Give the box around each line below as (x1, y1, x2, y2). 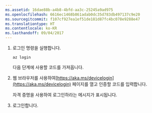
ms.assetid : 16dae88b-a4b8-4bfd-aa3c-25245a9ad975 (5, 7, 113, 12)
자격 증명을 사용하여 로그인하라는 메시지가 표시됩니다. (12, 92, 117, 97)
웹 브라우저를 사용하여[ (12, 75, 58, 80)
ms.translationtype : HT (5, 21, 55, 26)
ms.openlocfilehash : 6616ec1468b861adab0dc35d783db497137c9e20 (5, 12, 140, 17)
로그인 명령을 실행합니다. (12, 45, 61, 50)
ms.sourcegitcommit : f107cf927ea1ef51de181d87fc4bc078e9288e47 (5, 16, 140, 21)
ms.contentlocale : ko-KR (5, 26, 57, 31)
